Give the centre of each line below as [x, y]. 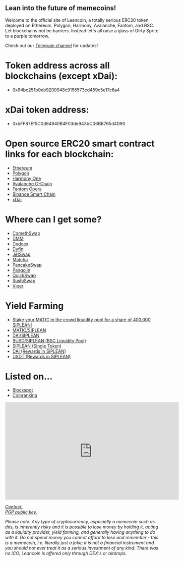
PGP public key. [21, 512]
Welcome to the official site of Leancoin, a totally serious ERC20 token [77, 20]
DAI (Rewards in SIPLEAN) [39, 351]
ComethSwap [26, 233]
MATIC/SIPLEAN [29, 330]
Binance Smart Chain [34, 194]
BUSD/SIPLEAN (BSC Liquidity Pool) [49, 340]
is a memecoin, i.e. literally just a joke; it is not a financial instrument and [80, 543]
